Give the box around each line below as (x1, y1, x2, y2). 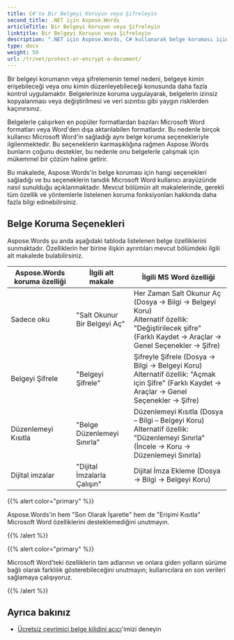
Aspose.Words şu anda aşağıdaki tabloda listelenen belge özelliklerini (7, 236, 207, 244)
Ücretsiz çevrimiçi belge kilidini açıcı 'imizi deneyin (17, 625, 162, 634)
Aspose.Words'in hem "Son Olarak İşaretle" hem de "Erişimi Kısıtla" (7, 510, 201, 519)
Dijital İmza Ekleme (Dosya (133, 466, 221, 476)
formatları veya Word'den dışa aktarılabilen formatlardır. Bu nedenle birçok (7, 125, 221, 133)
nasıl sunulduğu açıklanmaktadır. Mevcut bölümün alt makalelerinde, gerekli (7, 182, 224, 192)
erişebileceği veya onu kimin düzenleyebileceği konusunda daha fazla (7, 81, 208, 91)
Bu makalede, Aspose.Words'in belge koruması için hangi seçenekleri (7, 168, 207, 176)
